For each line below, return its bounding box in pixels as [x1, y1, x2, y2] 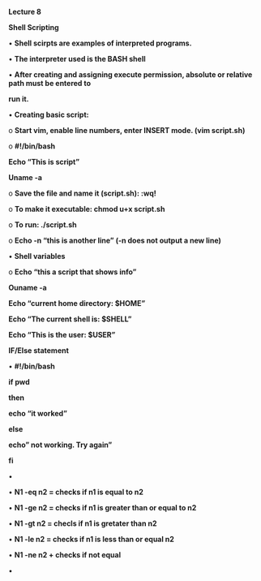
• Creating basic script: [8, 110, 89, 119]
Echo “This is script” [8, 157, 80, 166]
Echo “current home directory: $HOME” [8, 299, 146, 308]
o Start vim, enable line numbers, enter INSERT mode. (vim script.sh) [8, 126, 246, 135]
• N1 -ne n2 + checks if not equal [8, 550, 122, 559]
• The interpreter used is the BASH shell [8, 54, 146, 63]
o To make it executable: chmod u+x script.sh [8, 204, 165, 213]
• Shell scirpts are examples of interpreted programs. [8, 38, 192, 48]
